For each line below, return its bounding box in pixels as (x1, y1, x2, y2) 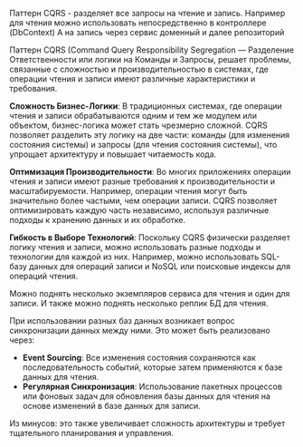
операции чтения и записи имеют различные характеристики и (9, 73, 256, 84)
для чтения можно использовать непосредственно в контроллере (9, 17, 267, 28)
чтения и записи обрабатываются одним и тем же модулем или (9, 111, 258, 121)
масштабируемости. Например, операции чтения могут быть (9, 186, 248, 196)
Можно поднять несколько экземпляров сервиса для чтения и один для (9, 288, 290, 298)
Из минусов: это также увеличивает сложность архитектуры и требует (9, 418, 286, 429)
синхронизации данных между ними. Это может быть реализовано (9, 326, 270, 335)
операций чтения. (9, 271, 79, 281)
